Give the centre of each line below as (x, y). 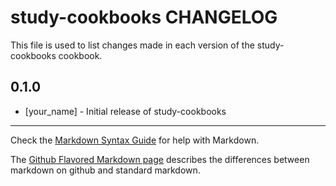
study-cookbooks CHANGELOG (144, 17)
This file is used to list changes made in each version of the (132, 45)
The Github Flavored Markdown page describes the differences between (160, 159)
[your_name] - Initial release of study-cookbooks (125, 111)
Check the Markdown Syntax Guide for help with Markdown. (135, 140)
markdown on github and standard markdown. (105, 170)
